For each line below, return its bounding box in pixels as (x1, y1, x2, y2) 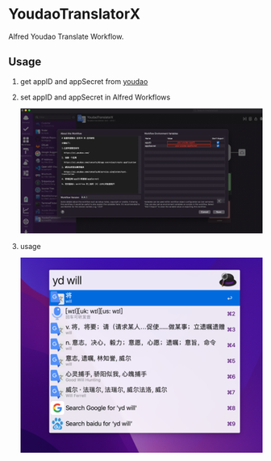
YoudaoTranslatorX (8, 5, 141, 23)
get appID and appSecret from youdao (19, 76, 148, 86)
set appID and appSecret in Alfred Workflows (19, 92, 171, 102)
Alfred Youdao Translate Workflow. (8, 32, 124, 41)
